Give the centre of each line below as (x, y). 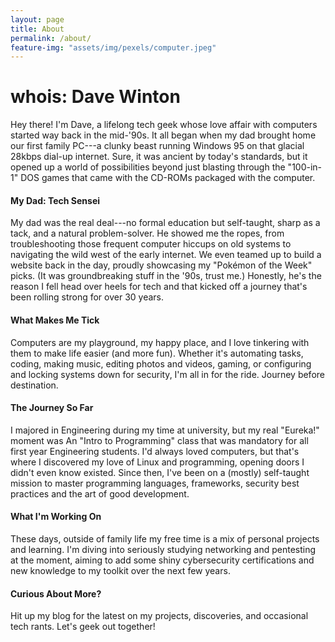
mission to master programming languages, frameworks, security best (155, 483)
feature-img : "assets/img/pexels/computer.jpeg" (113, 47)
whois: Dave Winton (95, 97)
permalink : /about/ (51, 38)
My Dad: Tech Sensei (55, 200)
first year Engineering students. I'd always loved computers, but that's (155, 451)
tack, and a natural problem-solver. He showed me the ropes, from (147, 233)
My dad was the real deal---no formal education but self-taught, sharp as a (165, 223)
